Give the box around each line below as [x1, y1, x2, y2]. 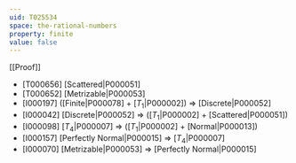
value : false [9, 37, 58, 47]
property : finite [9, 29, 74, 38]
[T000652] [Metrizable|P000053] [21, 89, 146, 99]
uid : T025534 [9, 12, 58, 22]
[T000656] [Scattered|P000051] [21, 79, 140, 89]
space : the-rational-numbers [9, 21, 117, 30]
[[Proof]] [9, 62, 42, 73]
